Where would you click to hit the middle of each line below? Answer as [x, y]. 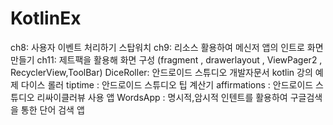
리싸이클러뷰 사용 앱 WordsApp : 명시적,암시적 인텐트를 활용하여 [162, 97]
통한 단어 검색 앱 [52, 109]
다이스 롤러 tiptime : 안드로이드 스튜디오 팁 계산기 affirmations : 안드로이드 [167, 84]
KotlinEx [46, 18]
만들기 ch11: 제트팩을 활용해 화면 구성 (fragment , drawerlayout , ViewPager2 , [166, 59]
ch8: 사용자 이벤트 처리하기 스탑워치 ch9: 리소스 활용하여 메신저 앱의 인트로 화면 [167, 47]
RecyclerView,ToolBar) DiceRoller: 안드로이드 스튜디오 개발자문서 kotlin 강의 [161, 72]
